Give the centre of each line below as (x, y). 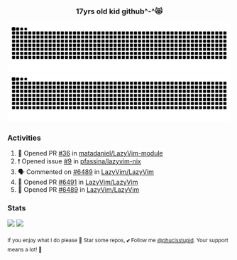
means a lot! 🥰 (25, 249)
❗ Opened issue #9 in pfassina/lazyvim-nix (79, 161)
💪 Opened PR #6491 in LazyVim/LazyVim (78, 182)
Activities (24, 138)
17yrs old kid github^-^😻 (119, 11)
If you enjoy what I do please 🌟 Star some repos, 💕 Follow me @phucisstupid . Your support (118, 241)
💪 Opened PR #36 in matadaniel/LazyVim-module (90, 153)
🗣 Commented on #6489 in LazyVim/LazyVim (86, 172)
